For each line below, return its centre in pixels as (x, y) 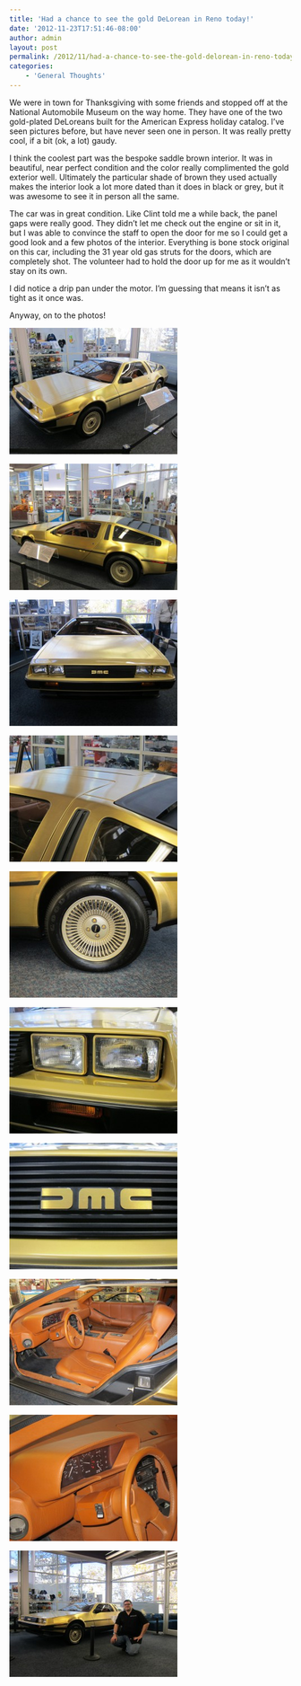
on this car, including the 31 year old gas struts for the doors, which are (140, 252)
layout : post (34, 48)
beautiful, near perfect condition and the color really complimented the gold (149, 167)
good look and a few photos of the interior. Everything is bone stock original (149, 242)
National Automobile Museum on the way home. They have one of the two (146, 111)
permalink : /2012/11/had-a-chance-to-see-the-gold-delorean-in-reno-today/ (154, 57)
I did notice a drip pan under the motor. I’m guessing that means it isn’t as (145, 288)
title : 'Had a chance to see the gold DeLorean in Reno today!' (132, 19)
